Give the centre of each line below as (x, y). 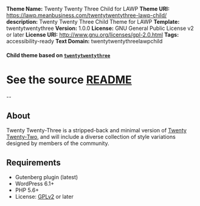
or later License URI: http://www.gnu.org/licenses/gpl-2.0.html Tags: (93, 35)
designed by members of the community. (58, 143)
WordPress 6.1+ (35, 184)
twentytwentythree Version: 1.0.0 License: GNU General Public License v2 (100, 28)
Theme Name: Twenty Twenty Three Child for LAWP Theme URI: (88, 9)
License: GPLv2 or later (44, 197)
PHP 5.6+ (27, 190)
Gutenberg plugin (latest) (47, 177)
